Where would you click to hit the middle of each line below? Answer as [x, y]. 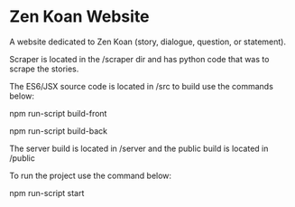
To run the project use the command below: [91, 175]
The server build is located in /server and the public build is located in [139, 148]
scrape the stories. [44, 69]
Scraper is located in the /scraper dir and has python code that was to [139, 59]
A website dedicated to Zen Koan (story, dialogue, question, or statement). [148, 42]
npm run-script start [47, 193]
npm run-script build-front [58, 113]
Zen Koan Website [80, 17]
